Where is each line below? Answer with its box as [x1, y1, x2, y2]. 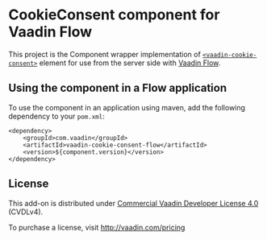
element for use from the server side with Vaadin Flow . [39, 58, 221, 68]
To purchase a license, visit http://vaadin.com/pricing [8, 222, 186, 232]
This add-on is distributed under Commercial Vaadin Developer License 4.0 [8, 198, 259, 208]
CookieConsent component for [8, 6, 220, 24]
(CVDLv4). [8, 207, 44, 217]
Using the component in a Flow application [8, 81, 227, 95]
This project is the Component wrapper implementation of [8, 49, 202, 59]
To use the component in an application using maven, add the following [8, 102, 246, 112]
